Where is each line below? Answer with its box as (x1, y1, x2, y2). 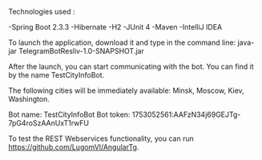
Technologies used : (8, 7, 75, 16)
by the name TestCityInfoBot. (8, 70, 105, 79)
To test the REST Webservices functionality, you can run (8, 134, 194, 143)
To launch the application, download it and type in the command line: (8, 38, 236, 47)
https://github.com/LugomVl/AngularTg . (8, 142, 139, 151)
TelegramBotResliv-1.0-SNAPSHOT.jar (18, 46, 144, 55)
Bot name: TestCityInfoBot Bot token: (8, 110, 131, 119)
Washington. (8, 94, 50, 103)
